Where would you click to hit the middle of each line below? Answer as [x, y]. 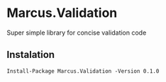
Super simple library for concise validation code [77, 33]
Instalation [31, 55]
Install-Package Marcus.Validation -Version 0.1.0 [83, 71]
